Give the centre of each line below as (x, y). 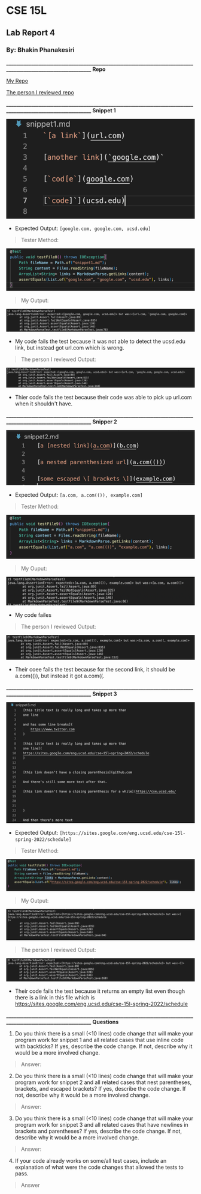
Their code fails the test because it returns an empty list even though (100, 991)
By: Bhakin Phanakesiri (40, 50)
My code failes (33, 615)
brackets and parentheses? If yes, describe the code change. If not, (98, 1131)
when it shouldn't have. (44, 404)
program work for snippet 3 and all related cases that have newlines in (101, 1124)
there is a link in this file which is (55, 997)
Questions (106, 1022)
